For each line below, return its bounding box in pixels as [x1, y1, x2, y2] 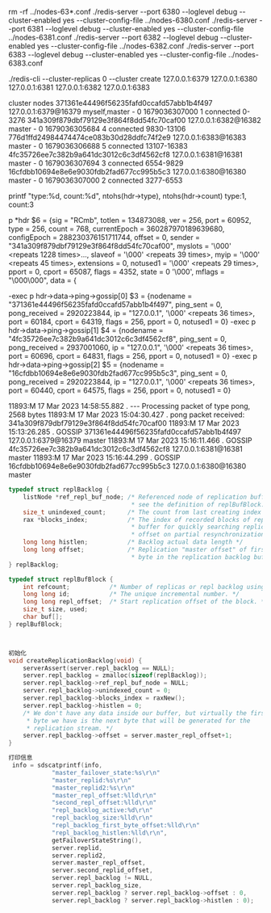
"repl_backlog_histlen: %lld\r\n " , [51, 828, 168, 837]
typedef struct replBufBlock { [8, 575, 114, 583]
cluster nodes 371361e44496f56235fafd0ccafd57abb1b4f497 [8, 99, 213, 107]
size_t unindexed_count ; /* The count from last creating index [23, 508, 262, 516]
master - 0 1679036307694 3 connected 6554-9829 [8, 158, 184, 168]
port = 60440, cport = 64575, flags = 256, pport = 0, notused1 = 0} [8, 385, 231, 395]
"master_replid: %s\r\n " [51, 776, 131, 785]
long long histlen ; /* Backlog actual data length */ [23, 538, 244, 546]
